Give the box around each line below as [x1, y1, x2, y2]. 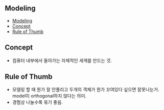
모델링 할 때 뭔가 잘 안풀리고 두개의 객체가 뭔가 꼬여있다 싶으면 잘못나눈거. [12, 87, 159, 93]
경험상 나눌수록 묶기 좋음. [12, 99, 63, 105]
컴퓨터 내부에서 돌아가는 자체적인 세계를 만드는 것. [12, 57, 112, 63]
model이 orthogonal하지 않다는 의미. [12, 93, 87, 99]
